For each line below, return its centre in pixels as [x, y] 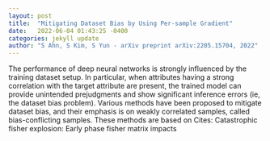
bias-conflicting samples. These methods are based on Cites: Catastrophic [133, 120]
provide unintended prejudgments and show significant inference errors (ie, [134, 94]
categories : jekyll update [54, 38]
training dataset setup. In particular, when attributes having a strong [121, 77]
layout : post [30, 16]
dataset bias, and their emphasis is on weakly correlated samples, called [129, 112]
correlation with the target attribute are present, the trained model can [125, 86]
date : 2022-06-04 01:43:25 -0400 [68, 31]
